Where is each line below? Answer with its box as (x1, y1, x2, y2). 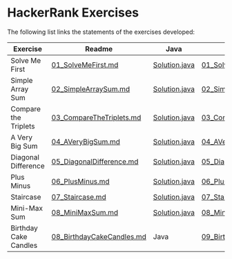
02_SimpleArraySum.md (51, 84, 130, 94)
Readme (85, 44, 113, 53)
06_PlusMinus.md (51, 176, 110, 186)
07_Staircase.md (51, 192, 106, 202)
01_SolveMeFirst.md (51, 60, 119, 70)
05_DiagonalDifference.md (51, 157, 139, 166)
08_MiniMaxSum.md (51, 207, 119, 217)
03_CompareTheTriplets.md (51, 113, 142, 122)
